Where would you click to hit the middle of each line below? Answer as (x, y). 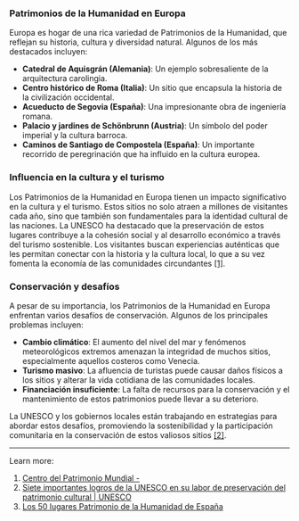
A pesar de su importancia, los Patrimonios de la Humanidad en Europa (140, 305)
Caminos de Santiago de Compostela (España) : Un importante (138, 145)
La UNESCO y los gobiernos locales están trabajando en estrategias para (143, 416)
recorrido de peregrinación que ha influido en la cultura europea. (141, 154)
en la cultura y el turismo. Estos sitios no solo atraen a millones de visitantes (149, 206)
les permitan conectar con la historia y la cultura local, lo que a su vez (137, 253)
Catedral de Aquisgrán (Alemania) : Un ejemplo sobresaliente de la (145, 69)
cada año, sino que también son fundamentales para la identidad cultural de (149, 216)
